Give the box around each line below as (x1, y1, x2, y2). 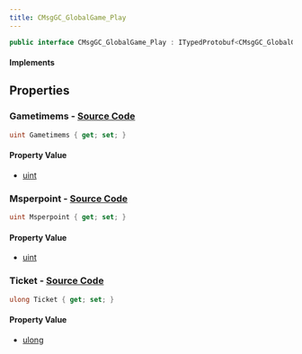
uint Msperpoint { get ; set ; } (9, 213, 127, 222)
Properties (9, 83, 70, 99)
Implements (9, 58, 56, 68)
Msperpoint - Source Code (9, 192, 129, 205)
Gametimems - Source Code (9, 110, 136, 122)
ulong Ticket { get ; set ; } (9, 295, 115, 304)
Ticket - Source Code (9, 275, 104, 288)
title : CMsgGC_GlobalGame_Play (9, 13, 127, 22)
